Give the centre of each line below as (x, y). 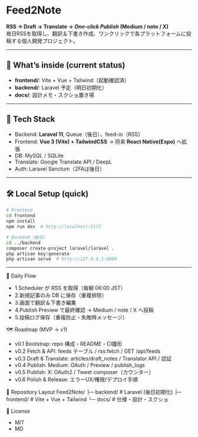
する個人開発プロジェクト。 (44, 41)
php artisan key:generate (38, 253)
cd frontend (21, 216)
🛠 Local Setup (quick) (47, 194)
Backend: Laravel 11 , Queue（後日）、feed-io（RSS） (79, 134)
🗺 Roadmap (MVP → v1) (37, 329)
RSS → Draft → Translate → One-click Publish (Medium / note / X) (88, 26)
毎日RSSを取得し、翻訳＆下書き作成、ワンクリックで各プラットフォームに (96, 34)
